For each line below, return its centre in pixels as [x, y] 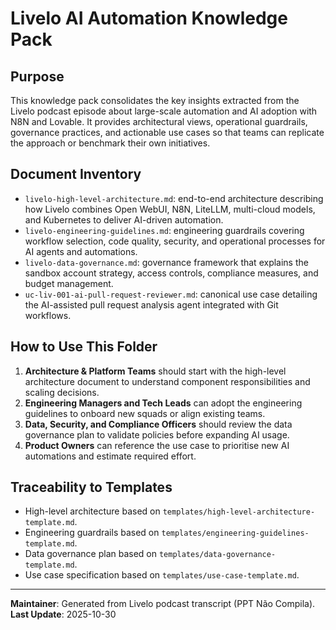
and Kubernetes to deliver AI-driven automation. [124, 219]
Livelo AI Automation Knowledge [149, 18]
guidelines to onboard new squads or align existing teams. [145, 413]
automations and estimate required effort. [110, 456]
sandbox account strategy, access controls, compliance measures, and [171, 273]
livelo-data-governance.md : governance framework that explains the [166, 262]
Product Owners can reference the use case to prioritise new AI [157, 445]
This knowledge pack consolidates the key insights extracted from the [155, 100]
